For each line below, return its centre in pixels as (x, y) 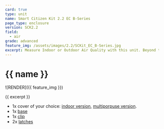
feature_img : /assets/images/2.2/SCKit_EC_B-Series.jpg (63, 46)
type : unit (16, 14)
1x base (20, 112)
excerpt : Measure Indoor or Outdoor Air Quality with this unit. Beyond (81, 50)
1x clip (19, 116)
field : (12, 32)
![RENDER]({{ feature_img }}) (34, 87)
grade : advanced (21, 41)
